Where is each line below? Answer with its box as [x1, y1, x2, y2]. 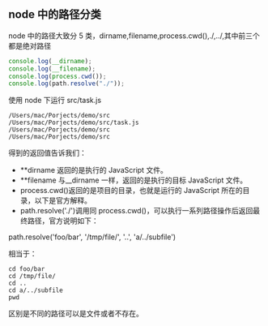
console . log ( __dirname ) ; [8, 57, 92, 65]
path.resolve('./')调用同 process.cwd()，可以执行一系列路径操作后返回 [19, 206, 253, 216]
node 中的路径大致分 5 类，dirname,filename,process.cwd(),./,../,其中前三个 [8, 31, 261, 41]
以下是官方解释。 [34, 195, 91, 205]
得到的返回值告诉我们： [8, 148, 87, 158]
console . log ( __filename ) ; [8, 64, 96, 73]
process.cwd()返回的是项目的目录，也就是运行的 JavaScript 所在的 [19, 186, 243, 195]
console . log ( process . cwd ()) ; [8, 72, 107, 80]
